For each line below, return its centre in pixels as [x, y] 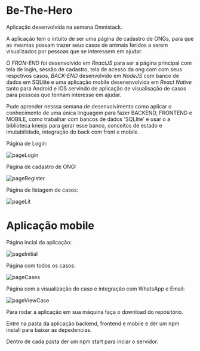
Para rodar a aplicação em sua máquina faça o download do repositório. [95, 311]
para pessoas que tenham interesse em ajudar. [64, 95]
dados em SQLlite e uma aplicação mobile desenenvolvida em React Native [99, 82]
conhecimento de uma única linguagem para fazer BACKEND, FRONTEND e [99, 113]
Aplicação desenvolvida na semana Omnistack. [64, 27]
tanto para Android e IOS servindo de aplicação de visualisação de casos [96, 88]
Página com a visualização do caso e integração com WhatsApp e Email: [96, 289]
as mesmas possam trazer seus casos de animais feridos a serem [87, 45]
